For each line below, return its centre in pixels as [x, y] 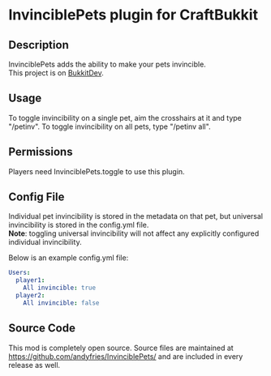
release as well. [34, 365]
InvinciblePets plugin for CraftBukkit [133, 15]
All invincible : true [59, 288]
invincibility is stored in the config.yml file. [79, 225]
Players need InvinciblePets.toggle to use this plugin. [97, 171]
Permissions [41, 152]
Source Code [42, 329]
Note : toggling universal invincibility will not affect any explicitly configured [134, 233]
